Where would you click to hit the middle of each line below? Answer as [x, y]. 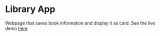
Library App [30, 9]
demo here [16, 28]
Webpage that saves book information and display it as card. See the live [80, 23]
